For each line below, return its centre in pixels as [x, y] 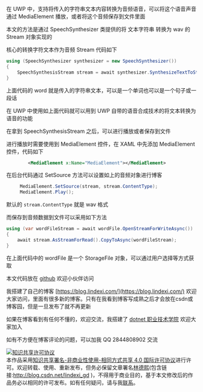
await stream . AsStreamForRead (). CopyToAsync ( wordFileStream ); [97, 240]
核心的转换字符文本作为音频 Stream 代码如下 [62, 50]
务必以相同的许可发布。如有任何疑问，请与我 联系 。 [75, 382]
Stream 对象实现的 [29, 37]
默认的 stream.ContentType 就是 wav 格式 [57, 205]
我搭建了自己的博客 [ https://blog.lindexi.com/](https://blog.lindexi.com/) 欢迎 [101, 291]
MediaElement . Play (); [47, 192]
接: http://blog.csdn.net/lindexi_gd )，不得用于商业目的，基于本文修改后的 [97, 375]
